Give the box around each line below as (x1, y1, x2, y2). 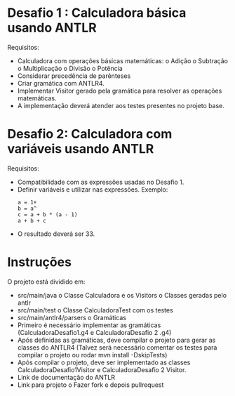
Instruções (7, 254, 72, 270)
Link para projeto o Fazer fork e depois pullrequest (17, 381, 164, 389)
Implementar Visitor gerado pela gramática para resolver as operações (17, 86, 222, 95)
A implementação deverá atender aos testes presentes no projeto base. (17, 101, 224, 110)
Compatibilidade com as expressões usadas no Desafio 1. (17, 178, 184, 186)
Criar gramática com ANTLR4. (17, 79, 105, 87)
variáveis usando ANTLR (7, 141, 154, 157)
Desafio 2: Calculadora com (7, 126, 173, 142)
